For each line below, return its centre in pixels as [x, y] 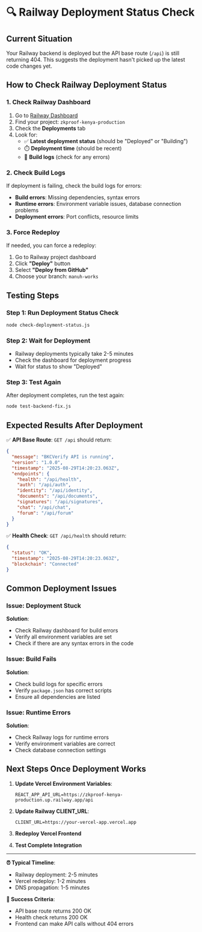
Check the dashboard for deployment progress [73, 360]
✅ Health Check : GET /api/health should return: [66, 536]
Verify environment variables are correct [65, 744]
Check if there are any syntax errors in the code [74, 643]
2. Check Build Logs [36, 172]
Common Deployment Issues [62, 589]
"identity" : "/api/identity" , [55, 490]
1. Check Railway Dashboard [48, 102]
